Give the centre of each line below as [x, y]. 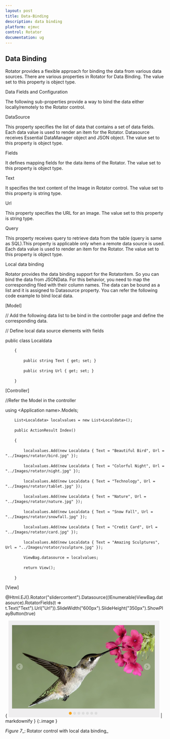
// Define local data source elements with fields [55, 330]
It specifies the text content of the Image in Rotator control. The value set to [84, 188]
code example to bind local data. [39, 296]
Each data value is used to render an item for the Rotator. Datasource [77, 132]
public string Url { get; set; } [59, 371]
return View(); [40, 567]
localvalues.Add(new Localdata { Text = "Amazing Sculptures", [92, 542]
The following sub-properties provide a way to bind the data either [75, 101]
